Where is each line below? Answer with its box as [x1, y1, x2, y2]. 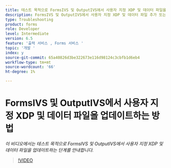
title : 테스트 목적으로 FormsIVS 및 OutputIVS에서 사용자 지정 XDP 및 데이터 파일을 [5, 7, 166, 13]
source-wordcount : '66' [5, 64, 56, 69]
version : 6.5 [5, 36, 33, 41]
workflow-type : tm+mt [5, 60, 51, 65]
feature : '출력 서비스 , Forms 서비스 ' [5, 41, 84, 46]
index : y [5, 50, 24, 55]
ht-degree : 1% [5, 69, 36, 75]
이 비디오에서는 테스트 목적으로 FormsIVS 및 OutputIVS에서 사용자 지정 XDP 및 [5, 140, 163, 147]
